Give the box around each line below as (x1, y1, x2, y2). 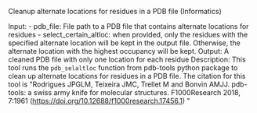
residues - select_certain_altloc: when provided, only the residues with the (8, 30, 248, 39)
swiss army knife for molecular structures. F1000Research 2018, (33, 88, 241, 97)
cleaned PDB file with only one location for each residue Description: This (8, 55, 246, 64)
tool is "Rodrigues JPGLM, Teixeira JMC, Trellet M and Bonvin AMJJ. (8, 79, 230, 89)
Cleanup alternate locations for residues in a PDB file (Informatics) (8, 7, 222, 16)
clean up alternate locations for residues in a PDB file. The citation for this (8, 72, 246, 80)
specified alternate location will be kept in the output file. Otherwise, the (8, 38, 241, 48)
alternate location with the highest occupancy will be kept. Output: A (8, 47, 230, 55)
